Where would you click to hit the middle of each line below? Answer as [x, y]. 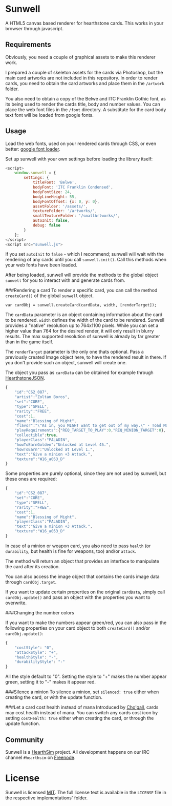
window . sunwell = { [35, 173]
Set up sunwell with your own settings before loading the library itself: [79, 159]
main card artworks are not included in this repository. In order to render [81, 78]
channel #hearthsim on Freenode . [40, 757]
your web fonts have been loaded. [41, 265]
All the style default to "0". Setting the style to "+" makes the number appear [86, 676]
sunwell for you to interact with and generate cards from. [65, 280]
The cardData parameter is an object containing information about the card [84, 315]
